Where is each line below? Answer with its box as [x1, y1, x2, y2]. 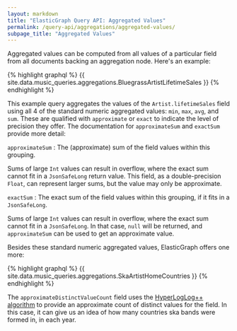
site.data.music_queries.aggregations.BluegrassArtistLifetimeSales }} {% [7, 79, 219, 87]
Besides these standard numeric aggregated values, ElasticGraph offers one [7, 243, 230, 252]
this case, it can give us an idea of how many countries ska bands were [7, 308, 216, 317]
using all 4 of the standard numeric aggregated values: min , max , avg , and [7, 107, 219, 115]
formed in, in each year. [7, 315, 76, 324]
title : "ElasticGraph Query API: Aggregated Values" [7, 17, 166, 24]
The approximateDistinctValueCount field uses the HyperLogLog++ [7, 293, 204, 301]
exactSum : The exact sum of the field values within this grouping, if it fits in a [7, 193, 230, 202]
